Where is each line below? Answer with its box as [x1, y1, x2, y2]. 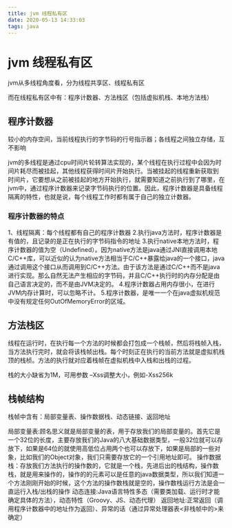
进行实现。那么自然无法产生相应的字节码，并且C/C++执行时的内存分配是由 [8, 271, 220, 279]
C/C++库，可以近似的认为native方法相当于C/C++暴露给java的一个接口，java [8, 254, 225, 262]
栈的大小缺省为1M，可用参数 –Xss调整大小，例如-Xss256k [8, 371, 173, 379]
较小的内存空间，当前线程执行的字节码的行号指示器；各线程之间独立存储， [8, 135, 219, 143]
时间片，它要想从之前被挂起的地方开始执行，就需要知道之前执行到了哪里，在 [8, 176, 225, 184]
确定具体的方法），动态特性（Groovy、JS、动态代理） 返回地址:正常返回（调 [8, 496, 223, 505]
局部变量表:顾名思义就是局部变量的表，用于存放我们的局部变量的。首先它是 [8, 427, 221, 436]
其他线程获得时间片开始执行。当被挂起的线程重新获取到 [61, 167, 219, 176]
